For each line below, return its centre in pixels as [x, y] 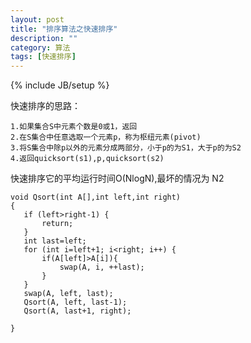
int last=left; [55, 241]
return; [57, 224]
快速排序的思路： [45, 106]
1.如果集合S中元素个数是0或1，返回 [74, 127]
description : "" [44, 38]
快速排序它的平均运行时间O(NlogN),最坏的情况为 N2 [117, 178]
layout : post [37, 19]
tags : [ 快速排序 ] [43, 57]
